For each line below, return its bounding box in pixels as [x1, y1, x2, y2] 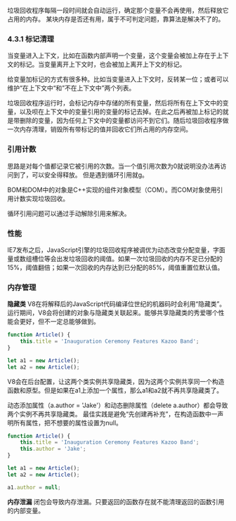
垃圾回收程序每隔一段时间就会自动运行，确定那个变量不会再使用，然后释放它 [7, 6, 229, 14]
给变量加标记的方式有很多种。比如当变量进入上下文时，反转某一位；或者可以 [7, 75, 229, 84]
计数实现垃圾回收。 [13, 194, 69, 202]
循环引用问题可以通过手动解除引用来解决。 [7, 209, 131, 218]
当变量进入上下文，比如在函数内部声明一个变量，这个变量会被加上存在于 [7, 51, 216, 60]
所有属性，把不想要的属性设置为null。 [13, 418, 123, 427]
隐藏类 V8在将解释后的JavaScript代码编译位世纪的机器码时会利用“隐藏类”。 [7, 300, 226, 308]
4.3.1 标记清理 [7, 34, 55, 44]
